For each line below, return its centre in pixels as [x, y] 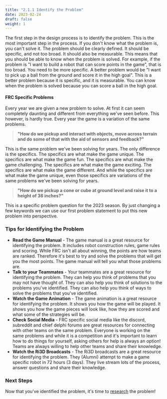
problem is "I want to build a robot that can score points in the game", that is [83, 64]
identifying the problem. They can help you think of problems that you [84, 277]
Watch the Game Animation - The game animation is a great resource [84, 298]
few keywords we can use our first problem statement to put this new [77, 211]
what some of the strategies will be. [49, 314]
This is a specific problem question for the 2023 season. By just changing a [83, 205]
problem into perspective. [32, 216]
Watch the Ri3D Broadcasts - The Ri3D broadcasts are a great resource [86, 351]
